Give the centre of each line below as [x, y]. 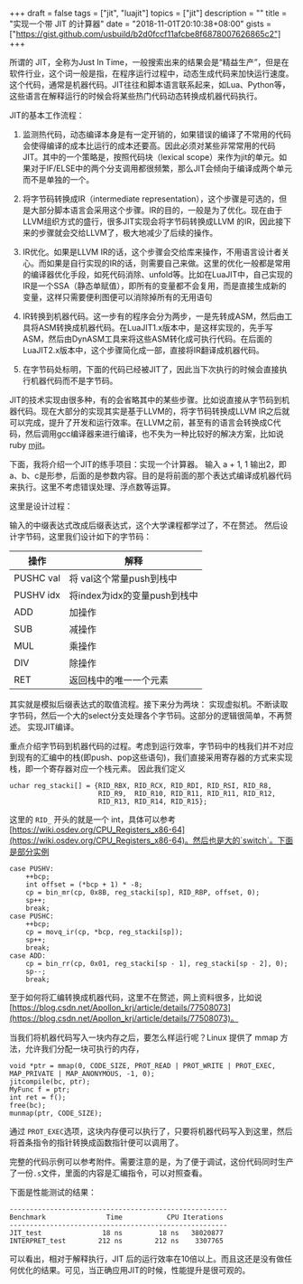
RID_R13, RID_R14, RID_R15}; [152, 801]
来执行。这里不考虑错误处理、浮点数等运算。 [92, 487]
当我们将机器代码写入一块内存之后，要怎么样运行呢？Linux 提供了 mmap [144, 1037]
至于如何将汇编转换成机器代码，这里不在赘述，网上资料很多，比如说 [136, 997]
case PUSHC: [32, 916]
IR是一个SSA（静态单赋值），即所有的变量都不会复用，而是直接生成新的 [154, 286]
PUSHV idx [37, 595]
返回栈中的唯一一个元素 [119, 680]
